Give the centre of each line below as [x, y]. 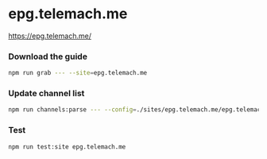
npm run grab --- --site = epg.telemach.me [78, 73]
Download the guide [48, 56]
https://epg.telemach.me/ [50, 36]
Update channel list [46, 94]
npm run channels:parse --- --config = [72, 110]
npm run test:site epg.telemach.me [67, 147]
